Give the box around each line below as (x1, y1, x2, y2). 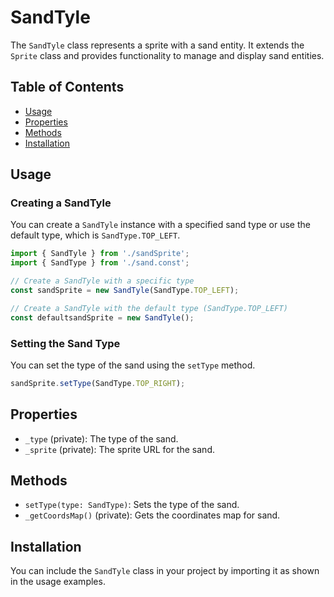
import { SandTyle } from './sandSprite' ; (10, 249, 190, 259)
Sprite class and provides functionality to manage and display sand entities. (10, 49, 325, 61)
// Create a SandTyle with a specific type (10, 276, 195, 286)
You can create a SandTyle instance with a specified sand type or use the (10, 219, 311, 231)
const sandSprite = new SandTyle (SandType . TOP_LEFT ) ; (10, 286, 240, 296)
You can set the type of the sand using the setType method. (10, 359, 256, 371)
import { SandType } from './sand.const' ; (10, 258, 190, 268)
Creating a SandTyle (10, 196, 112, 210)
